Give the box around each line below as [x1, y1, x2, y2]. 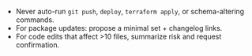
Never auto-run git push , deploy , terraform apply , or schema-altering [15, 7, 245, 16]
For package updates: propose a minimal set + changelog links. [15, 24, 223, 32]
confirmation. [15, 40, 60, 50]
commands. [15, 15, 55, 24]
